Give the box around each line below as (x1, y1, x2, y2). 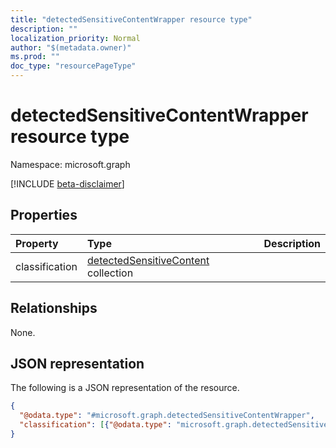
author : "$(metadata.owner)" (10, 42, 132, 53)
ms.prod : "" (10, 52, 60, 62)
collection (87, 266, 134, 280)
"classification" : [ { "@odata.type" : (19, 420, 172, 430)
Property (15, 236, 59, 250)
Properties (10, 207, 78, 224)
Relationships (10, 300, 98, 317)
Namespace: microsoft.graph (10, 158, 131, 170)
